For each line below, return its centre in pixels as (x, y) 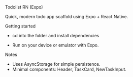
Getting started (20, 26)
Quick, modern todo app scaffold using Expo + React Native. (66, 16)
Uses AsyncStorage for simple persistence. (56, 64)
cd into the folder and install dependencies (56, 36)
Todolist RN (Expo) (24, 7)
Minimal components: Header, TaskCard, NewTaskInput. (69, 69)
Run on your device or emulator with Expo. (55, 45)
